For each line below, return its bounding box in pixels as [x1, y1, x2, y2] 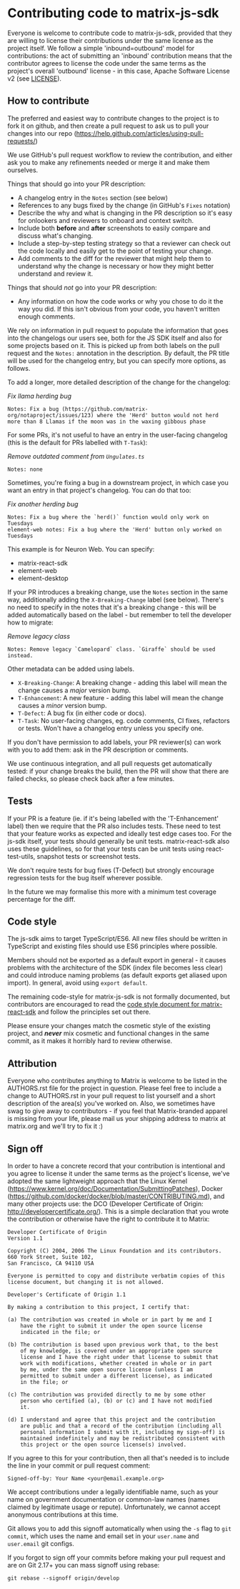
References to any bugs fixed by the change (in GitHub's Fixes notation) [17, 201, 231, 209]
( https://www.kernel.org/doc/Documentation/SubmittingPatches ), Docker [7, 1185, 223, 1192]
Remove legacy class [7, 632, 70, 640]
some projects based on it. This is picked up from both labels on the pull [7, 341, 220, 349]
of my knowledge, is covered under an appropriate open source [20, 1348, 213, 1355]
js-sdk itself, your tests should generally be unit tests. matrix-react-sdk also [7, 837, 230, 845]
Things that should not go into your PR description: [7, 283, 157, 292]
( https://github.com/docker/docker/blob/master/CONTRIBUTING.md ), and [7, 1192, 225, 1200]
